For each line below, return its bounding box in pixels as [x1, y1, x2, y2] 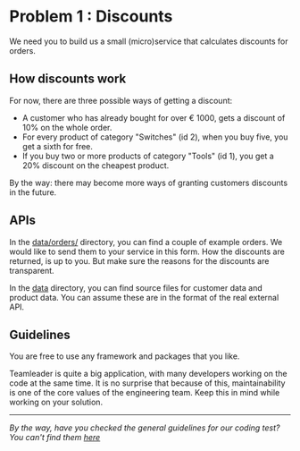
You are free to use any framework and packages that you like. [9, 351, 240, 362]
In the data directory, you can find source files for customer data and [9, 282, 263, 293]
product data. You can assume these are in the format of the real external [9, 292, 279, 302]
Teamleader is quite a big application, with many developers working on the [9, 369, 287, 379]
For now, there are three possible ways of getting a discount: [9, 95, 233, 106]
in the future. [9, 186, 57, 198]
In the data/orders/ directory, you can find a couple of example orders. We [9, 236, 283, 247]
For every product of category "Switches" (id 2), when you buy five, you [21, 132, 288, 142]
